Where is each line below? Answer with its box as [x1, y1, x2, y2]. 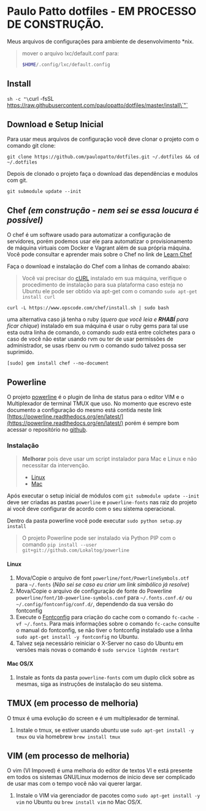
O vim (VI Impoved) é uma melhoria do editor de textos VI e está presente [7, 767, 193, 774]
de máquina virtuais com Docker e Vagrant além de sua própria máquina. [7, 244, 191, 251]
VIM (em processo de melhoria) [7, 750, 130, 761]
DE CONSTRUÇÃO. [7, 17, 104, 31]
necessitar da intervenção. [21, 462, 90, 469]
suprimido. [7, 349, 34, 356]
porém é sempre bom [124, 419, 180, 427]
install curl [21, 294, 56, 301]
